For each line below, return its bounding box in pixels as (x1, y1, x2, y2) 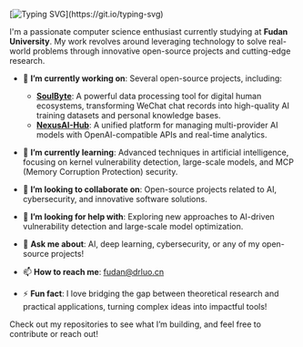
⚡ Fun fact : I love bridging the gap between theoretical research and (22, 288, 279, 299)
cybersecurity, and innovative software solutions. (22, 194, 207, 204)
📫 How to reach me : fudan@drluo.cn (22, 267, 165, 277)
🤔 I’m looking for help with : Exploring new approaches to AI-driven (22, 211, 275, 222)
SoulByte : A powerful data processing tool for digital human (35, 91, 262, 101)
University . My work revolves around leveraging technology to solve (9, 36, 267, 46)
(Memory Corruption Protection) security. (22, 167, 178, 177)
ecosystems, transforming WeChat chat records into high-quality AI (35, 100, 289, 111)
